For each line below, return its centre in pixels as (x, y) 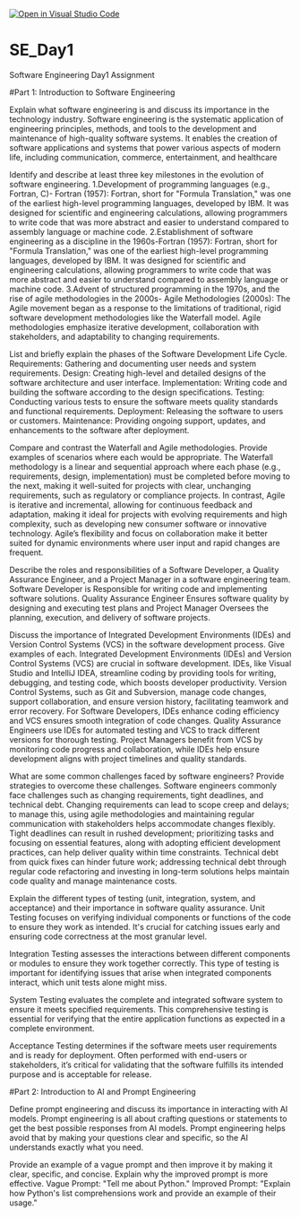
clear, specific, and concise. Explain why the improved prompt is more (139, 1174)
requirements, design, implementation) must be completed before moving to (150, 476)
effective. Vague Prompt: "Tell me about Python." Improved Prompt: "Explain (150, 1183)
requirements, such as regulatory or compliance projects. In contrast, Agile (147, 495)
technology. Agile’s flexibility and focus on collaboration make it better (139, 533)
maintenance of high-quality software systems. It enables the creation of (143, 138)
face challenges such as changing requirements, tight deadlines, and (137, 795)
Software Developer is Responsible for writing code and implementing (138, 588)
